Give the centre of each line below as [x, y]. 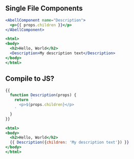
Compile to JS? [30, 79]
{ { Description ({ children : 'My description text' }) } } [70, 143]
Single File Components [44, 8]
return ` [24, 100]
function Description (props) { [43, 95]
